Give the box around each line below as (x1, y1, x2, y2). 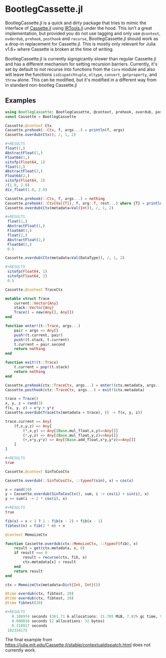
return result (14, 568, 43, 574)
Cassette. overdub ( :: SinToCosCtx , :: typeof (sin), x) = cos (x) (5, 478, 134, 483)
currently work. (5, 647, 36, 653)
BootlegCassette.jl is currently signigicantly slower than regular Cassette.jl (5, 55, 157, 61)
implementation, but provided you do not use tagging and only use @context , (5, 30, 161, 36)
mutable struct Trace (5, 296, 50, 301)
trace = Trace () (5, 396, 39, 402)
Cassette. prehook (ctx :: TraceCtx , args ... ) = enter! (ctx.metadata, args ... (5, 383, 163, 388)
